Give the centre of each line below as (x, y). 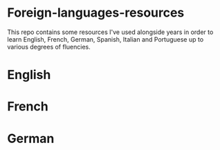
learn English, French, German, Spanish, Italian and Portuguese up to (106, 39)
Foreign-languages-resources (96, 13)
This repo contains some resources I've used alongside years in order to (110, 32)
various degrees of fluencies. (49, 47)
